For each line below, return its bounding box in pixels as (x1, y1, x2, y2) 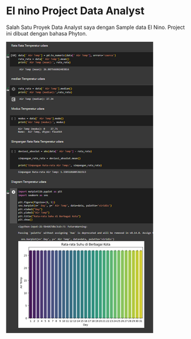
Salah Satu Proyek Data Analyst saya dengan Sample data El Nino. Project (6, 24, 185, 31)
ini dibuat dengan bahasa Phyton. (6, 30, 87, 37)
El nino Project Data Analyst (6, 4, 145, 18)
